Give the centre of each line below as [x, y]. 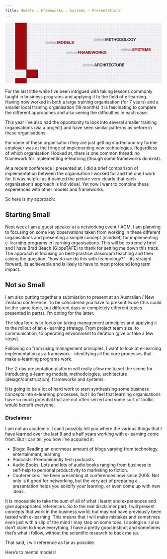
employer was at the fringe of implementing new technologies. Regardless [81, 148]
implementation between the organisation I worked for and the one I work [80, 174]
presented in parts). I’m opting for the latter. [50, 313]
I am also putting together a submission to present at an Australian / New [80, 297]
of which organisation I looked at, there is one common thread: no [73, 153]
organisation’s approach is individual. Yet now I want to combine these [77, 184]
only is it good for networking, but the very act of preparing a [75, 481]
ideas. [19, 491]
